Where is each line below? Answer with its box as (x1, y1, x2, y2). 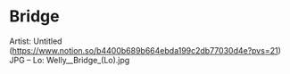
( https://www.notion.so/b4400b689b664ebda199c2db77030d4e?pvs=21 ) (9, 45, 281, 55)
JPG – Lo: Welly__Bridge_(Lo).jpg (9, 54, 130, 65)
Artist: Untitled (9, 36, 62, 46)
